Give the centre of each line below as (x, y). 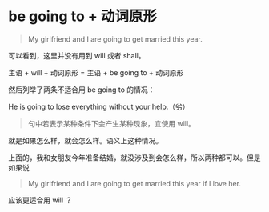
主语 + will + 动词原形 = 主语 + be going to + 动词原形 (96, 72)
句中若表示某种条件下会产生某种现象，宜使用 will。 (112, 123)
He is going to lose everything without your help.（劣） (99, 106)
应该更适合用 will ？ (40, 200)
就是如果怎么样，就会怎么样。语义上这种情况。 (85, 140)
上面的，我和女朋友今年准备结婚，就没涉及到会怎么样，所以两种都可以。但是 (134, 158)
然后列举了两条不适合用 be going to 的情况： (82, 90)
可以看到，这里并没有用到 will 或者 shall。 (77, 55)
